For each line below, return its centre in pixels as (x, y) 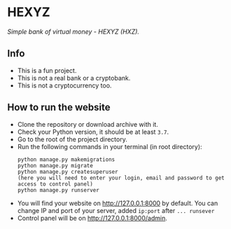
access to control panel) (55, 184)
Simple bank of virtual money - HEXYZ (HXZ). (73, 32)
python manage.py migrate (55, 165)
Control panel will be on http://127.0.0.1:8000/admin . (92, 218)
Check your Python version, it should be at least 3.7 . (93, 132)
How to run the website (59, 107)
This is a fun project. (47, 70)
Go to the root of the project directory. (72, 139)
